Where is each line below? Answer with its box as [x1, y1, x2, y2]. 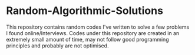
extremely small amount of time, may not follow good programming [6, 36, 169, 43]
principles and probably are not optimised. [6, 42, 109, 49]
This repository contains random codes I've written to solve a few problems [6, 23, 190, 30]
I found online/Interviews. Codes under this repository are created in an [6, 29, 180, 36]
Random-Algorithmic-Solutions [6, 4, 164, 18]
